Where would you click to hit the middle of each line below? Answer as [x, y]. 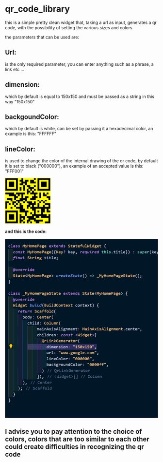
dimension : [23, 85]
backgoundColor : [32, 117]
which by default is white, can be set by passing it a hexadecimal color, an [79, 129]
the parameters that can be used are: [42, 37]
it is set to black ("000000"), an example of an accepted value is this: [74, 166]
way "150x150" [20, 101]
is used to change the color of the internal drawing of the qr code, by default [81, 161]
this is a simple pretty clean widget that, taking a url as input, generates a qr [81, 22]
